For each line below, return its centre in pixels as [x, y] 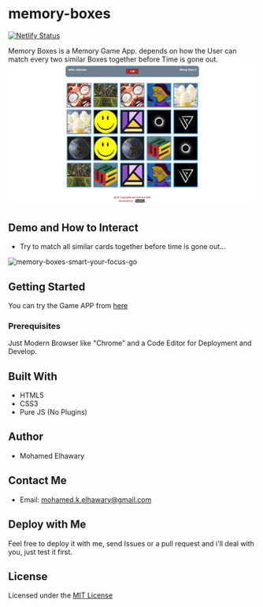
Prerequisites [34, 326]
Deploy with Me [47, 525]
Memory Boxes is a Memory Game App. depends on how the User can [123, 50]
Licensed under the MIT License [60, 595]
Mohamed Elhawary [52, 456]
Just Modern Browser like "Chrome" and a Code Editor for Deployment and [130, 343]
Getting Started [47, 287]
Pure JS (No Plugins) [54, 412]
